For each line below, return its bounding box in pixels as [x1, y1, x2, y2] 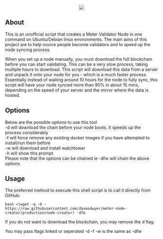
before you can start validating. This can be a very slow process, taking [5, 61, 148, 67]
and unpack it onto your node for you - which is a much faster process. [5, 71, 147, 77]
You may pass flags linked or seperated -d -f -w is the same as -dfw [5, 228, 142, 234]
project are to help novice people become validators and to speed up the [5, 41, 150, 47]
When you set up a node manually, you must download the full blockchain [5, 56, 153, 62]
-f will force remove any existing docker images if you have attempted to [5, 135, 150, 140]
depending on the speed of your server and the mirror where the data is [5, 87, 149, 93]
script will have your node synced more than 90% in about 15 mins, [5, 82, 139, 87]
